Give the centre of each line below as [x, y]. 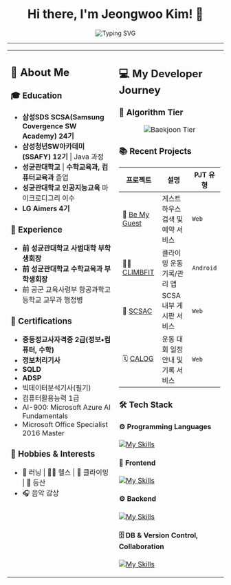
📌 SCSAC [137, 311]
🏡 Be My [136, 215]
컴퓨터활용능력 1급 [51, 398]
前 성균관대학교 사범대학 [59, 248]
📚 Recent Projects [155, 151]
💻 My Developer [161, 73]
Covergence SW [49, 126]
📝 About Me [40, 72]
